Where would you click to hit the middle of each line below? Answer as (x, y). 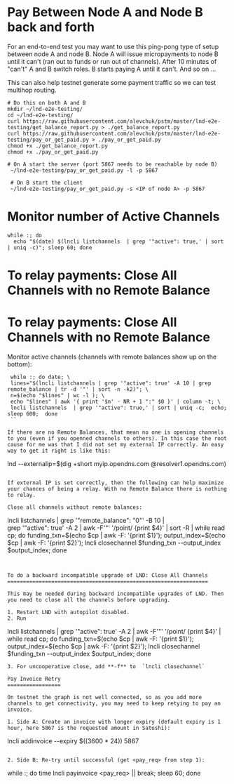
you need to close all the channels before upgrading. (89, 600)
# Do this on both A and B (47, 102)
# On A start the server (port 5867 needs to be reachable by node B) (112, 164)
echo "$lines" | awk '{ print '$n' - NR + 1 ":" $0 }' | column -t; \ (115, 401)
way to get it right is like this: (59, 451)
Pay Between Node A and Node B (105, 12)
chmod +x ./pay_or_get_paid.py (53, 152)
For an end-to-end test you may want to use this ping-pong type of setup (113, 46)
